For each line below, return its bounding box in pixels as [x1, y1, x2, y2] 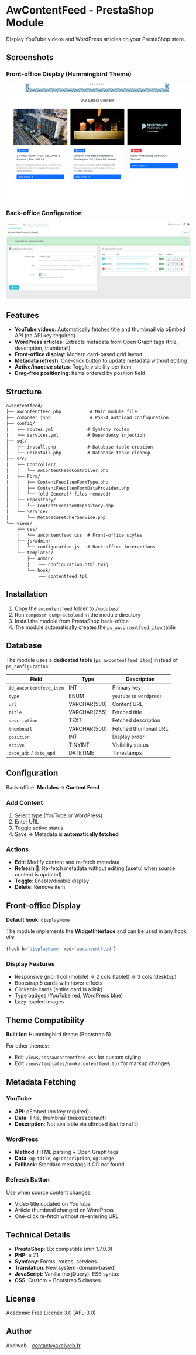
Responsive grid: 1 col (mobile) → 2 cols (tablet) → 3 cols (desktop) [14, 973, 177, 981]
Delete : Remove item [14, 884, 66, 891]
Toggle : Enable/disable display [14, 877, 90, 885]
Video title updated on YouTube [14, 1200, 91, 1207]
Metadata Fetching [6, 1077, 77, 1087]
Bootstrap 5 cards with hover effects [14, 979, 103, 986]
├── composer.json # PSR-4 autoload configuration [6, 415, 169, 421]
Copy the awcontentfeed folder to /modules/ [14, 605, 119, 612]
